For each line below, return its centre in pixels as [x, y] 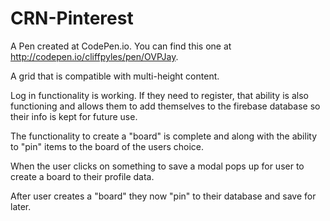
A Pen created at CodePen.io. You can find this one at [121, 46]
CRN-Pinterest [72, 18]
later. [21, 206]
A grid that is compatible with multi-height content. [115, 76]
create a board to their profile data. [82, 176]
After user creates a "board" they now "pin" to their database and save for [163, 196]
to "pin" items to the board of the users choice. [107, 146]
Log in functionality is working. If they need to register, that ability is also [159, 95]
